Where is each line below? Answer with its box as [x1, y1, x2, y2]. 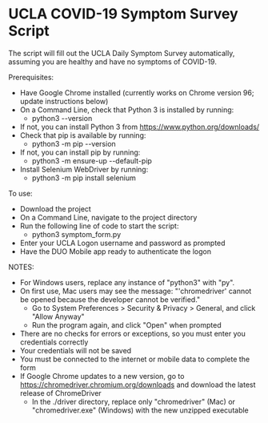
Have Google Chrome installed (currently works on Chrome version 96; [19, 87, 254, 97]
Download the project [19, 203, 92, 213]
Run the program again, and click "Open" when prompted [31, 320, 222, 329]
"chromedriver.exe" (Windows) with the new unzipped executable [31, 405, 250, 415]
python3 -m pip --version [31, 139, 116, 148]
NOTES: [8, 262, 34, 272]
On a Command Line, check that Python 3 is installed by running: [19, 105, 234, 115]
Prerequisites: [8, 72, 54, 82]
